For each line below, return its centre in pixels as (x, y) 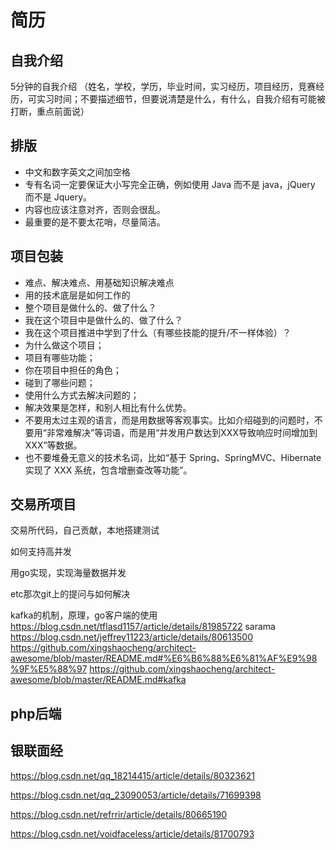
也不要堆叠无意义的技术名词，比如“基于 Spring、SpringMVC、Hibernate (173, 457)
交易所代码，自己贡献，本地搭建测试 (85, 530)
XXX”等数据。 (53, 445)
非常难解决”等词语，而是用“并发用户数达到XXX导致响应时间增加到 (182, 432)
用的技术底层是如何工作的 (77, 295)
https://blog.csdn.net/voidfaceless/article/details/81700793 (132, 833)
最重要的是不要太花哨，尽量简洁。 (95, 222)
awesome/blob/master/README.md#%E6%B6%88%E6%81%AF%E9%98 (164, 658)
